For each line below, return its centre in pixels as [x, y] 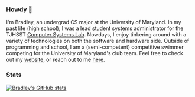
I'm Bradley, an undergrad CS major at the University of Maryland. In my [94, 22]
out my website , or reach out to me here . [56, 60]
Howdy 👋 [19, 9]
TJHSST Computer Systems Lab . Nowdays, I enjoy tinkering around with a [96, 35]
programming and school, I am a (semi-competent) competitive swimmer [95, 47]
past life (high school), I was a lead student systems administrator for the [95, 28]
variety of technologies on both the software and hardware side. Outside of [98, 41]
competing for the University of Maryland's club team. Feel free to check [95, 53]
